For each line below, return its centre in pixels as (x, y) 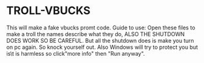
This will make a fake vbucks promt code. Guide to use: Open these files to (101, 28)
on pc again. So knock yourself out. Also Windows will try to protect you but (102, 47)
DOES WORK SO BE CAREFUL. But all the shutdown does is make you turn (100, 40)
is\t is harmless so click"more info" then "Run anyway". (76, 53)
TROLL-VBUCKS (48, 11)
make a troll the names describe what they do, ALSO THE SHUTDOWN (96, 34)
